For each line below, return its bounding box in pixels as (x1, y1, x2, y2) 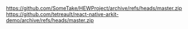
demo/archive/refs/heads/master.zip (6, 17, 94, 23)
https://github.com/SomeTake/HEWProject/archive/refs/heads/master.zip (6, 5, 182, 11)
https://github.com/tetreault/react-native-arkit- (6, 11, 119, 18)
